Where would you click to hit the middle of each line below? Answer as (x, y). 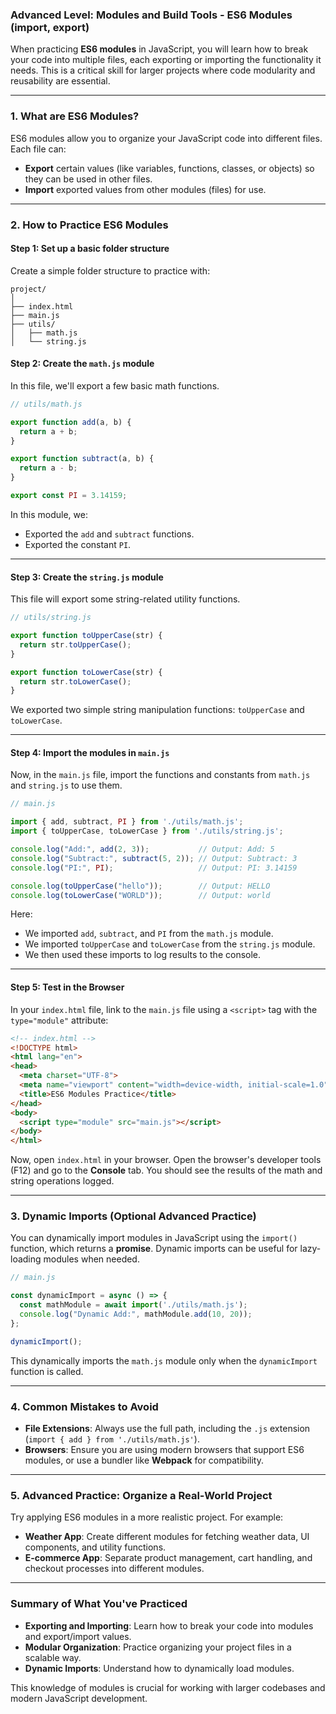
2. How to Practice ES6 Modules (89, 225)
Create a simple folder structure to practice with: (110, 270)
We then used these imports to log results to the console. (143, 955)
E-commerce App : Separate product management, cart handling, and (168, 1558)
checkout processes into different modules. (114, 1569)
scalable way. (53, 1657)
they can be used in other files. (88, 179)
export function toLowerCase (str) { (86, 672)
